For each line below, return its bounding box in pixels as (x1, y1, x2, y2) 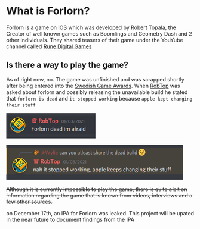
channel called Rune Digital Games (6, 43, 92, 50)
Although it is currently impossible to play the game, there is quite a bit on (6, 186, 187, 193)
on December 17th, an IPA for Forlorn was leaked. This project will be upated (6, 209, 195, 217)
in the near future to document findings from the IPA (6, 216, 134, 223)
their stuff (6, 102, 36, 108)
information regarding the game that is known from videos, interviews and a (6, 192, 193, 199)
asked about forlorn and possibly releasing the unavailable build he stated (6, 88, 188, 96)
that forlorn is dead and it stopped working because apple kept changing (6, 95, 193, 102)
